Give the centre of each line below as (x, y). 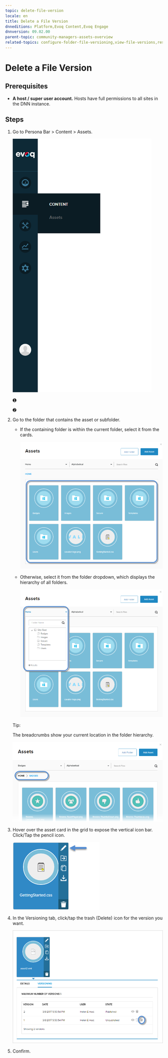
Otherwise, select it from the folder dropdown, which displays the (87, 577)
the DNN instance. (31, 103)
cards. (26, 435)
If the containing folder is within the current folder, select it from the (89, 429)
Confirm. (21, 1051)
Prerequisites (26, 86)
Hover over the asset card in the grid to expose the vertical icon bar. (82, 829)
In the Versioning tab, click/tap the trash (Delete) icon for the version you (87, 918)
